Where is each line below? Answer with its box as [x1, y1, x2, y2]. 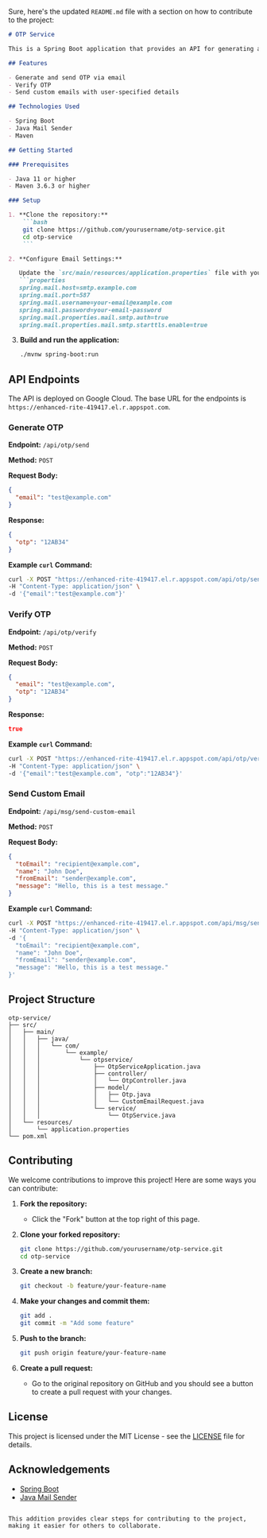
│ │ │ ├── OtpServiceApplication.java [8, 1063, 201, 1071]
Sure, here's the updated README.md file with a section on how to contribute [8, 7, 253, 16]
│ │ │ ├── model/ [8, 1083, 130, 1091]
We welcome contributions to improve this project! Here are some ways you [8, 1175, 257, 1184]
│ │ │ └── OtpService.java [8, 1111, 176, 1119]
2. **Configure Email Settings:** [8, 254, 123, 263]
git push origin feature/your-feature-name [19, 1349, 167, 1358]
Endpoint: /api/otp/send [8, 440, 90, 450]
